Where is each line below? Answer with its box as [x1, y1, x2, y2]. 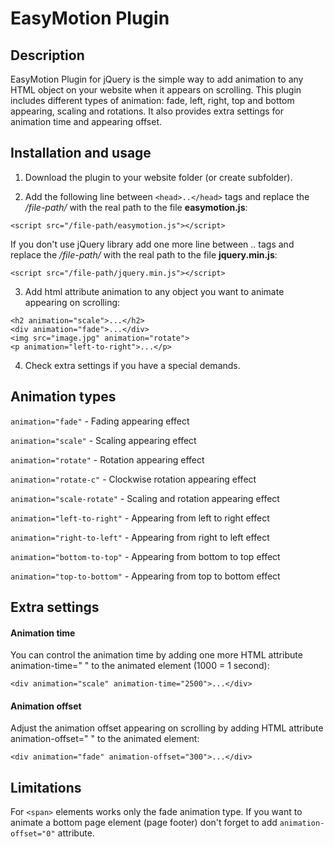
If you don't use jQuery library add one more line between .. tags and [10, 238, 295, 250]
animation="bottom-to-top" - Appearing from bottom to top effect [10, 550, 281, 562]
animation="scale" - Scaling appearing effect [10, 434, 197, 446]
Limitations [10, 779, 82, 796]
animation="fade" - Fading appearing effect [10, 415, 190, 427]
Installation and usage [10, 145, 152, 162]
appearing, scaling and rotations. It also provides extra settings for [10, 105, 284, 117]
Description [10, 47, 85, 64]
